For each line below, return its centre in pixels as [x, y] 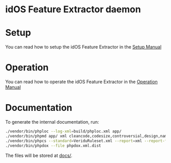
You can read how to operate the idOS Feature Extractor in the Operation [81, 82]
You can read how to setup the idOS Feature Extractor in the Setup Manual [83, 47]
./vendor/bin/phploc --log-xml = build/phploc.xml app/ [64, 131]
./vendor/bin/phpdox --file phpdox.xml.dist [53, 146]
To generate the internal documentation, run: [52, 122]
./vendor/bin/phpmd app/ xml [36, 136]
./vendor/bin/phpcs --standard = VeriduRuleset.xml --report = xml [74, 141]
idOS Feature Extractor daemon [73, 9]
